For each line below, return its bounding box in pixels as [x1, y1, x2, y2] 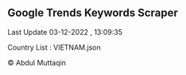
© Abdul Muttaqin [7, 58, 67, 67]
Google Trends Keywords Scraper [7, 6, 178, 20]
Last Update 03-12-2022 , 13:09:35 [7, 27, 122, 36]
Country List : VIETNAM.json [7, 43, 101, 52]
